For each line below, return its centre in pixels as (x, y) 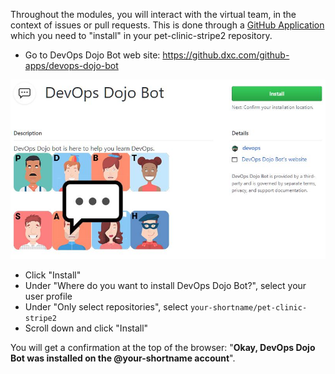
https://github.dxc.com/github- (226, 55)
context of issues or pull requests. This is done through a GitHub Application (167, 25)
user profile (48, 296)
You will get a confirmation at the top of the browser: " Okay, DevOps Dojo (163, 348)
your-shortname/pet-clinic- (248, 308)
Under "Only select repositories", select (106, 307)
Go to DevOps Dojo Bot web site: (92, 55)
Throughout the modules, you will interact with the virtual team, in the (153, 14)
